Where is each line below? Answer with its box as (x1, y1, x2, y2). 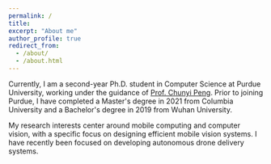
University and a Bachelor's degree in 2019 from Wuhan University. (8, 104, 233, 114)
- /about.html (15, 57, 63, 65)
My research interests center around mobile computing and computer (8, 120, 241, 130)
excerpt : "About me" (8, 27, 78, 35)
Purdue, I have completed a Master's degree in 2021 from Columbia (8, 96, 234, 106)
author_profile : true (8, 34, 82, 43)
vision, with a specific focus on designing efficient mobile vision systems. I (8, 128, 257, 138)
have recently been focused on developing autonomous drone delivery (8, 137, 244, 147)
